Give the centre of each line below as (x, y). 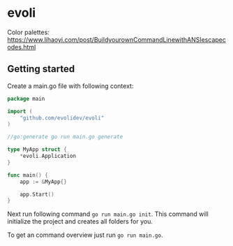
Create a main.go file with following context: (70, 86)
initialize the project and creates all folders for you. (80, 222)
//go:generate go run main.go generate (65, 137)
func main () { (28, 175)
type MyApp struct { (37, 150)
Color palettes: (29, 32)
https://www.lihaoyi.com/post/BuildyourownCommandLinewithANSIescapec (117, 39)
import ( (20, 111)
